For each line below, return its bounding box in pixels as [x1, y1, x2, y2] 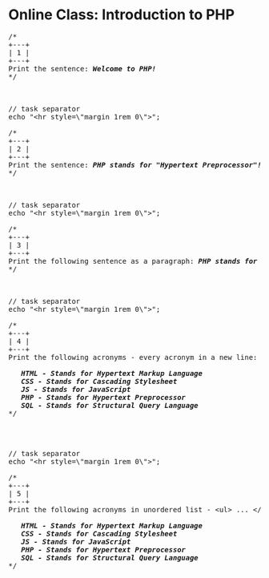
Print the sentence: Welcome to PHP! [8, 64, 157, 73]
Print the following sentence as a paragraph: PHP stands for [8, 257, 258, 265]
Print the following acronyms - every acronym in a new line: [8, 353, 258, 362]
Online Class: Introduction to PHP [8, 6, 235, 24]
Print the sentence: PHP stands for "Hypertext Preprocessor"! [8, 160, 262, 169]
